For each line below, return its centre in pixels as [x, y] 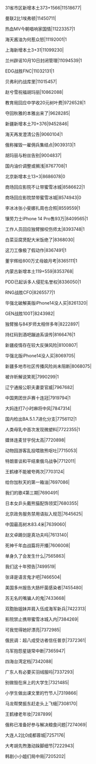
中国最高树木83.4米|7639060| [36, 524]
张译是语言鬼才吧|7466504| [33, 577]
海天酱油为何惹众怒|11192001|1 [36, 39]
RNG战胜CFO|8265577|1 [30, 292]
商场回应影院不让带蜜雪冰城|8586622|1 [45, 187]
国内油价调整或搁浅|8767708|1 [36, 166]
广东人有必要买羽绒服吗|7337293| [40, 672]
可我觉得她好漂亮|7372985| [33, 630]
